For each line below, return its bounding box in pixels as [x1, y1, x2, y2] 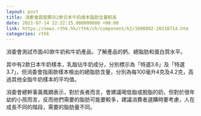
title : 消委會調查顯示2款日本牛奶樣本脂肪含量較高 [6, 14, 117, 20]
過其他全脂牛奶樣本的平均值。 [6, 76, 80, 83]
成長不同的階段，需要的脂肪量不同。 [6, 103, 96, 111]
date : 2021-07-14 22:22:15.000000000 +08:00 [6, 20, 119, 26]
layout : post [6, 8, 39, 15]
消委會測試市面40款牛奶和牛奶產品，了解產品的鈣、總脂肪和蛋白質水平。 [6, 48, 186, 56]
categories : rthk [6, 31, 50, 37]
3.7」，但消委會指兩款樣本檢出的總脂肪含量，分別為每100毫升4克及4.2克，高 [6, 68, 194, 75]
